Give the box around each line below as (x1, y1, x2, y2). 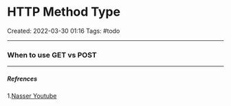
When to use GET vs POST (7, 50, 98, 59)
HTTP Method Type (7, 4, 121, 20)
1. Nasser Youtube (7, 92, 57, 100)
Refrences (7, 75, 38, 83)
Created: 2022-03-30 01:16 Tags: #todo (7, 27, 120, 35)
